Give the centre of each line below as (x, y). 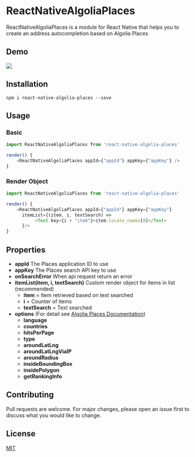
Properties (26, 250)
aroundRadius (41, 358)
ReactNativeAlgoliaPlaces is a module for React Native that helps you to (93, 27)
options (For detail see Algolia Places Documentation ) (80, 313)
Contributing (30, 395)
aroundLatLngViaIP (47, 351)
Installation (27, 84)
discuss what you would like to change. (54, 415)
